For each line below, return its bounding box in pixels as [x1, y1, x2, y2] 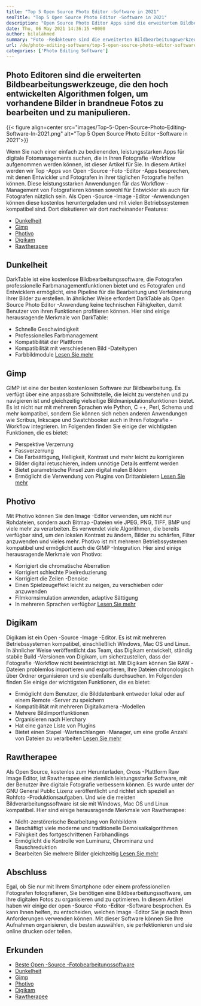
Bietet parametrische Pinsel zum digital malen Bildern [14, 466, 147, 474]
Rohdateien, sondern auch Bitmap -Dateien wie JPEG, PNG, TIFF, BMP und [6, 519, 191, 526]
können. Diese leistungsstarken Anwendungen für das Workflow [6, 179, 165, 187]
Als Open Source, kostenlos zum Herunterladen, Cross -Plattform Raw [6, 768, 179, 775]
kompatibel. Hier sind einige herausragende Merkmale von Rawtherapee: [6, 806, 187, 813]
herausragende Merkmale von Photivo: [6, 550, 102, 558]
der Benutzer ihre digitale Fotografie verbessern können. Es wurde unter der [6, 781, 194, 788]
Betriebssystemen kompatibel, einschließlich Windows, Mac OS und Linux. [6, 640, 190, 647]
